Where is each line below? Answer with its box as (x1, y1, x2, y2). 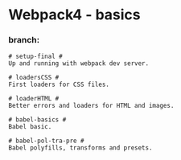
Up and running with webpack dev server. (8, 59, 150, 68)
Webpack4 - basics (8, 6, 141, 24)
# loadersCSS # (8, 74, 60, 82)
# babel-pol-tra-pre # (8, 137, 84, 146)
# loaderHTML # (8, 95, 60, 103)
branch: (8, 35, 40, 46)
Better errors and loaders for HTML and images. (8, 102, 175, 110)
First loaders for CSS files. (8, 80, 110, 89)
